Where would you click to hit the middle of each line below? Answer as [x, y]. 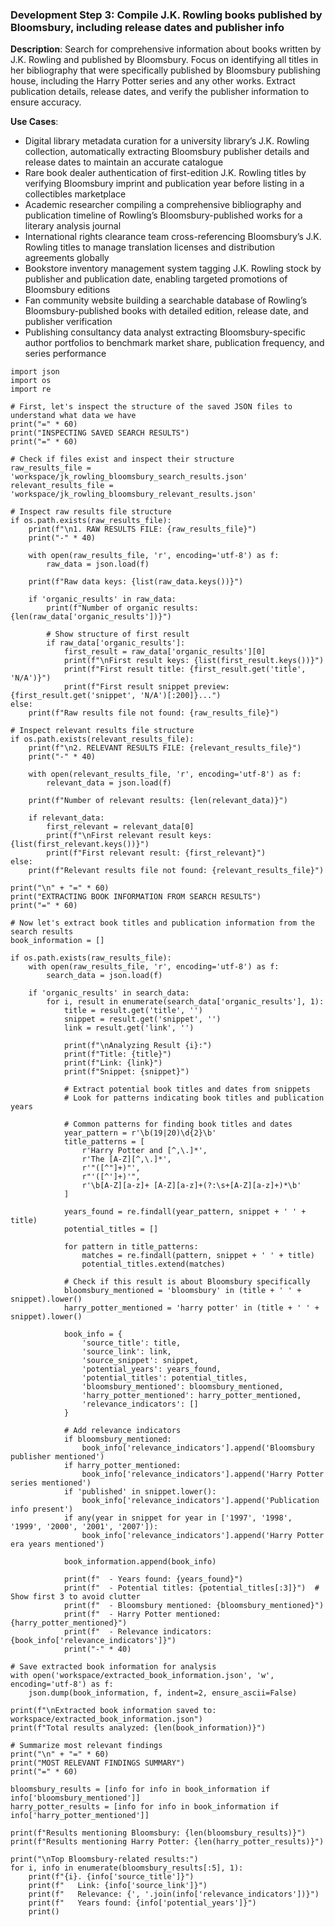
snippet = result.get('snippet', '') [142, 1019]
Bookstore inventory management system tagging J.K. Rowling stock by [173, 269]
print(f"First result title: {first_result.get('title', [185, 669]
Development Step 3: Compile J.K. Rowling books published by [166, 15]
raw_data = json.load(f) [98, 564]
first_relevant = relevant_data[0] [120, 827]
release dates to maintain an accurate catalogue [124, 162]
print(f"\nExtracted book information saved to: [113, 1711]
